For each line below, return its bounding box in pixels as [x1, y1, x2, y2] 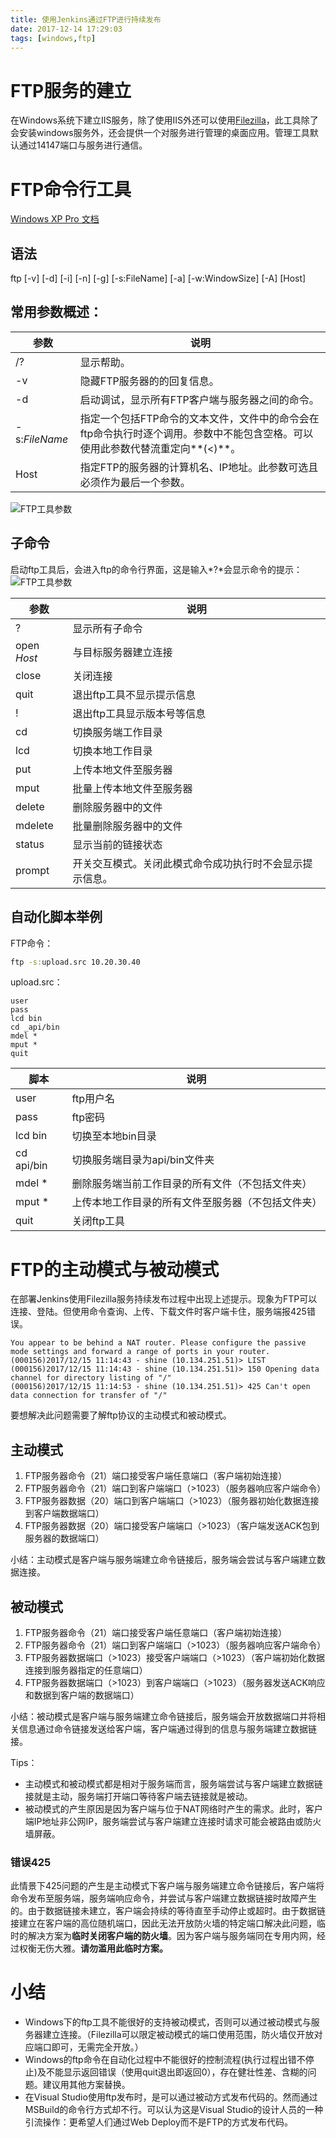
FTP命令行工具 [10, 178, 132, 201]
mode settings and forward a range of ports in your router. [10, 1347, 271, 1357]
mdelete [15, 818, 54, 832]
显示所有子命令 [72, 621, 143, 635]
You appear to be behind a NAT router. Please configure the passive [10, 1338, 307, 1348]
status [15, 837, 45, 851]
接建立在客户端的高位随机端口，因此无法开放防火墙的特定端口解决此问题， [10, 1917, 317, 1930]
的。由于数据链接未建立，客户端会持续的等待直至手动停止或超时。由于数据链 [10, 1905, 326, 1917]
